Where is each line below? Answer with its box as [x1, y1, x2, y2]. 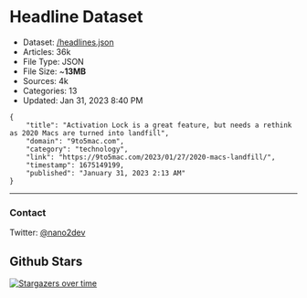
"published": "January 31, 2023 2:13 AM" [26, 168, 185, 177]
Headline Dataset [9, 6, 143, 27]
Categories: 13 [22, 85, 78, 96]
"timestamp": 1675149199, [26, 160, 125, 170]
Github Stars [9, 253, 83, 269]
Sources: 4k [22, 75, 69, 86]
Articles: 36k [22, 46, 71, 57]
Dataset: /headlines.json [22, 37, 114, 48]
